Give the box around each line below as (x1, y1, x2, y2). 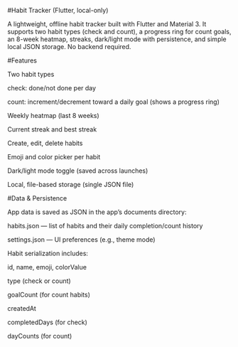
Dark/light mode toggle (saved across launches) (7, 166, 148, 175)
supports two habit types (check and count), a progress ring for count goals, (7, 28, 232, 36)
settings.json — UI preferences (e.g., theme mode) (7, 235, 156, 244)
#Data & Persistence (7, 194, 67, 202)
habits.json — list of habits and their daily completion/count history (7, 222, 203, 230)
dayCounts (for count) (7, 332, 72, 340)
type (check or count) (7, 277, 71, 285)
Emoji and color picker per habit (7, 153, 101, 161)
